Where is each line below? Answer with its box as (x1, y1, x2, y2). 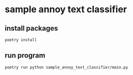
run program (5, 51, 45, 60)
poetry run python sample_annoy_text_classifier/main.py (5, 65, 128, 70)
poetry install (5, 37, 37, 42)
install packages (5, 24, 58, 33)
